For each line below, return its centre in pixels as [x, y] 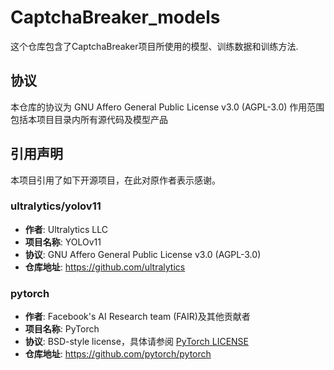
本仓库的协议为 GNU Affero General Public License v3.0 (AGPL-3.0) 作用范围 [167, 107]
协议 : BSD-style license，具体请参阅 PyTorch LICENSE [137, 342]
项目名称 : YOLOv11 [63, 242]
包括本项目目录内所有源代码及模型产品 [89, 119]
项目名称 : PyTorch [62, 329]
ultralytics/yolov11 [56, 206]
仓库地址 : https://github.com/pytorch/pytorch [118, 354]
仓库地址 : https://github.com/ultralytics [105, 267]
